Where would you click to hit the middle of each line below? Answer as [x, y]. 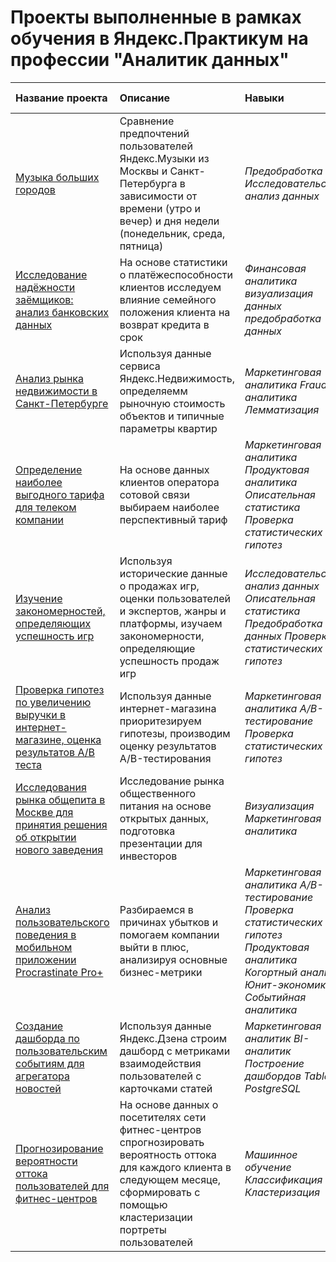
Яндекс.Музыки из [164, 158]
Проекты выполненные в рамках [156, 17]
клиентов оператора [169, 482]
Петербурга [148, 183]
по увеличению [53, 702]
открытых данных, [164, 818]
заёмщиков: [44, 299]
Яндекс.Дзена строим [173, 1038]
